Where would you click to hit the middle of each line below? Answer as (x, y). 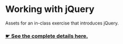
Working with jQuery (50, 9)
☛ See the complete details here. (47, 36)
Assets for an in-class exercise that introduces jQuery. (62, 23)
